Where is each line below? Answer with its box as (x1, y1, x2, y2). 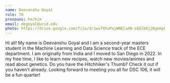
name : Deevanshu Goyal (5, 7, 53, 13)
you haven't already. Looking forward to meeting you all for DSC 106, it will (5, 66, 160, 73)
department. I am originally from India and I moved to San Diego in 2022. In (5, 51, 162, 57)
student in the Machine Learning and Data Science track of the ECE (5, 45, 146, 51)
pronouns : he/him (5, 17, 42, 22)
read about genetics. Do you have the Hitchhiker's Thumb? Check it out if (5, 61, 158, 67)
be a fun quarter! (5, 72, 40, 78)
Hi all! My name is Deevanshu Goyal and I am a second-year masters (5, 40, 149, 46)
